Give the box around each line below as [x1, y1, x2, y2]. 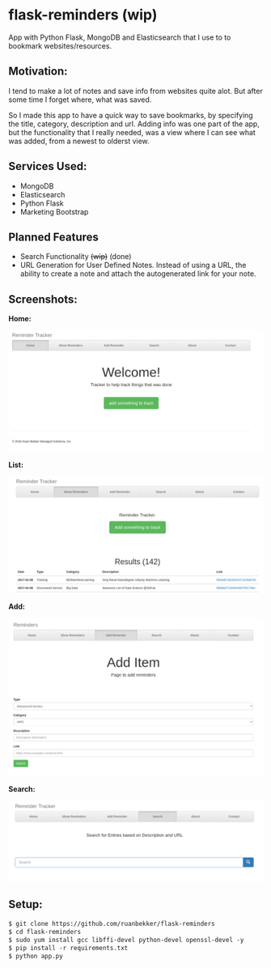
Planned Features [8, 230, 100, 244]
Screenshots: [8, 292, 78, 306]
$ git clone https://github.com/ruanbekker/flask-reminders [8, 920, 216, 928]
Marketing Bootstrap [19, 206, 89, 216]
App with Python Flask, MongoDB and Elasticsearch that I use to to [8, 32, 231, 42]
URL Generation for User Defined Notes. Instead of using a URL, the [19, 261, 247, 270]
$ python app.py [8, 953, 63, 961]
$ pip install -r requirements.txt [8, 945, 129, 953]
